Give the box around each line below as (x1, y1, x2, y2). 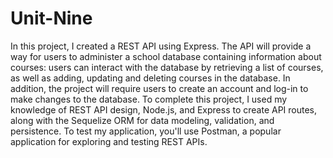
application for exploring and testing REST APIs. (10, 135, 208, 147)
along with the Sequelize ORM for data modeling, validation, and (10, 114, 275, 126)
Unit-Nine (10, 7, 93, 30)
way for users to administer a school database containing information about (10, 50, 322, 62)
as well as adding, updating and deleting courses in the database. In (10, 72, 291, 84)
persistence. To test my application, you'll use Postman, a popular (10, 125, 282, 137)
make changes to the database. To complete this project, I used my (10, 93, 288, 105)
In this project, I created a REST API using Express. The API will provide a (10, 40, 312, 52)
